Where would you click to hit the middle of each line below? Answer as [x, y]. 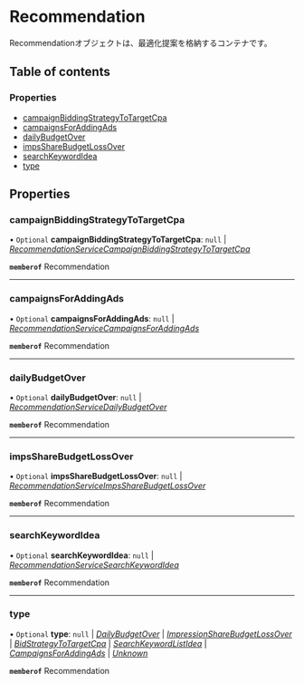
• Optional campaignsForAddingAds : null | [92, 318]
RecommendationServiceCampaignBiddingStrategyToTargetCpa [130, 249]
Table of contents [60, 72]
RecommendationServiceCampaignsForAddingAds [104, 328]
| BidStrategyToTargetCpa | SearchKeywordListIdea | [109, 643]
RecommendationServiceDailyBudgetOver [88, 407]
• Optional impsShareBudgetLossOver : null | [96, 476]
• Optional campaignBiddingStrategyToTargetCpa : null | [118, 240]
